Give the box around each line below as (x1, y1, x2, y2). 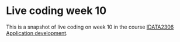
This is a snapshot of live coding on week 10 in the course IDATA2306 (6, 23, 174, 30)
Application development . (6, 29, 68, 36)
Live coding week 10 (6, 4, 107, 17)
